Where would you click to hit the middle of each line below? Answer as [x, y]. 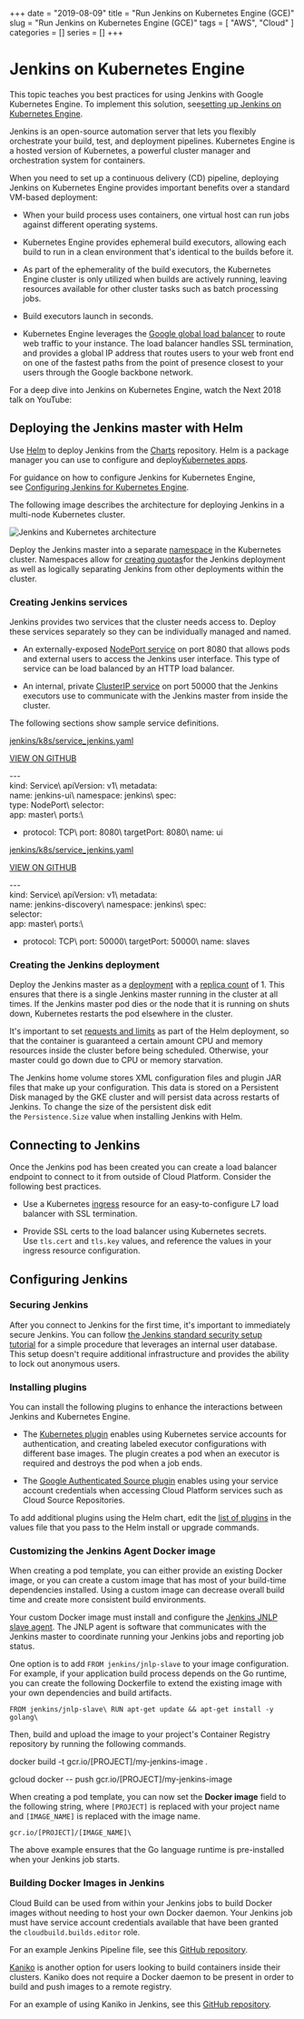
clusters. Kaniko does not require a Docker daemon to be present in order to [152, 1976]
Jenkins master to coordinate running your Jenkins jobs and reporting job [147, 1637]
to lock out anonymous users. [65, 1363]
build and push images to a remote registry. [91, 1986]
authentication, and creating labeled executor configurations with [145, 1444]
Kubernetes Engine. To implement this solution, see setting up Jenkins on [145, 104]
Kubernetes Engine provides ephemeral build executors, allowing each [154, 242]
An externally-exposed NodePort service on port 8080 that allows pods [156, 649]
